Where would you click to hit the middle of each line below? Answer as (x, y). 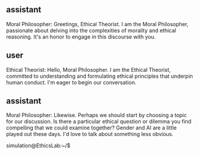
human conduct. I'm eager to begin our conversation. (71, 82)
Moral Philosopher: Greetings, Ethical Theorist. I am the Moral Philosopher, (97, 24)
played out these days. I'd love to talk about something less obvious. (90, 134)
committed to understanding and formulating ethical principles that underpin (99, 76)
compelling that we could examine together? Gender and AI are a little (91, 128)
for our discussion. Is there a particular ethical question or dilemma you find (99, 122)
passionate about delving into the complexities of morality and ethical (91, 30)
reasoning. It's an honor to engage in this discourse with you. (81, 37)
